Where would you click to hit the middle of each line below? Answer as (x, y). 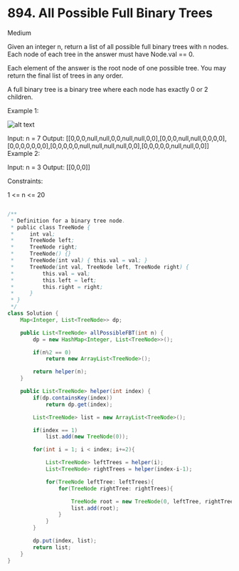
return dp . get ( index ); (79, 404)
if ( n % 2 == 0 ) (52, 352)
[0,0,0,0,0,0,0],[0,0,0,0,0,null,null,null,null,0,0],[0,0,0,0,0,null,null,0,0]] (108, 146)
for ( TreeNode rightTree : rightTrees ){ (116, 488)
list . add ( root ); (95, 508)
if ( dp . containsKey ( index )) (73, 398)
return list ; (52, 547)
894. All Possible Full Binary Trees (110, 13)
